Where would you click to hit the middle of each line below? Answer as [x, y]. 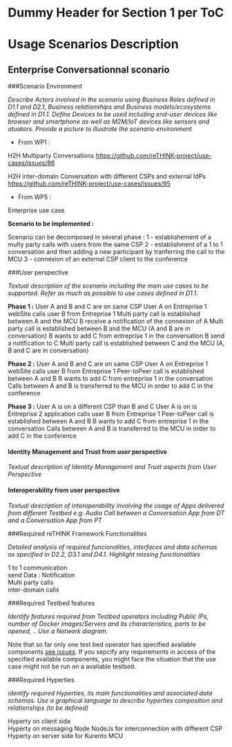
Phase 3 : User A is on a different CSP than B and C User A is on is [103, 407]
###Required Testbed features [51, 603]
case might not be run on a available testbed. [72, 666]
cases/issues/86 [31, 163]
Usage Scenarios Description [93, 44]
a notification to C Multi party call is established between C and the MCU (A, [116, 343]
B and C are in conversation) [48, 350]
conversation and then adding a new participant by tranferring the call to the [116, 252]
